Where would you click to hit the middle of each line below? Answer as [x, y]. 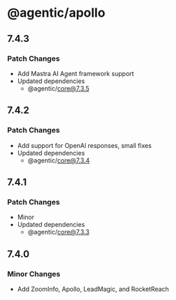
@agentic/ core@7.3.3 [58, 232]
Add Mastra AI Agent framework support [75, 73]
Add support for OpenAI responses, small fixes [84, 145]
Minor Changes [34, 273]
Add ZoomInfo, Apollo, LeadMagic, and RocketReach [93, 289]
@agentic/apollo [56, 13]
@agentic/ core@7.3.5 [58, 88]
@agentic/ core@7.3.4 [59, 160]
